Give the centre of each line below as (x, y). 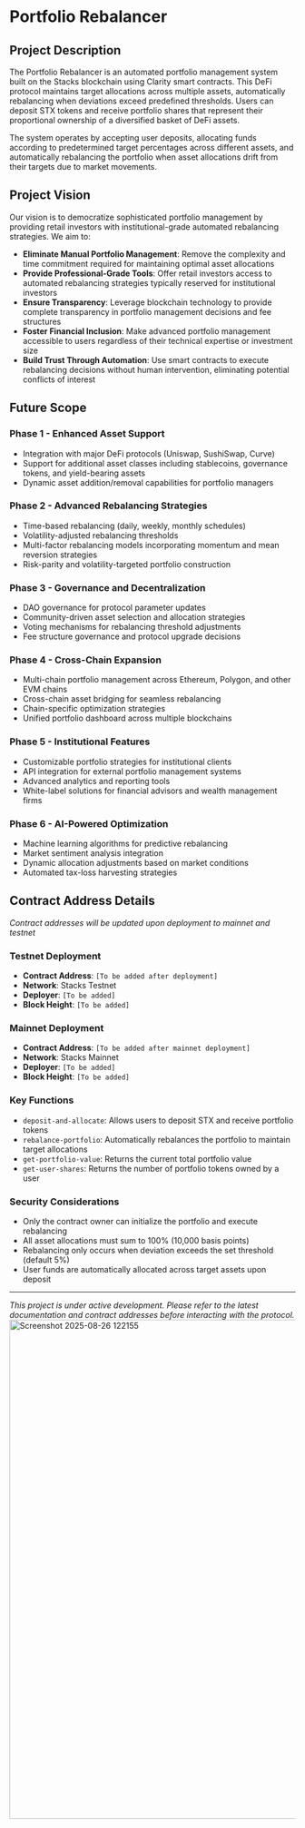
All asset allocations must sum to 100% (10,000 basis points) (136, 1240)
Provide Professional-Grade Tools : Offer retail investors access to (147, 273)
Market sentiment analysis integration (93, 853)
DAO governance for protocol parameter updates (114, 608)
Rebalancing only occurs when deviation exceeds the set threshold (148, 1250)
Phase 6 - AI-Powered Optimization (89, 823)
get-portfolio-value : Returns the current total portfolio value (137, 1158)
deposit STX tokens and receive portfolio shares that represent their (136, 110)
